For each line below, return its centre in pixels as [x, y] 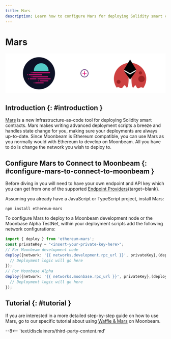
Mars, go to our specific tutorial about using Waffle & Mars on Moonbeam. [83, 321]
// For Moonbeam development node [42, 250]
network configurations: [31, 229]
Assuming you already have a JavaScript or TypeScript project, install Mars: [85, 199]
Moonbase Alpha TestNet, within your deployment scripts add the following [84, 224]
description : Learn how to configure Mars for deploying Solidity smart [84, 16]
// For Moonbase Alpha [29, 271]
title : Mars [18, 11]
